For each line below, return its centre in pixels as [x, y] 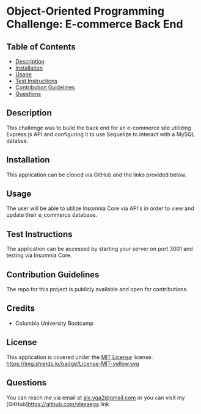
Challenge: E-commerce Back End [95, 24]
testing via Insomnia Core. [39, 255]
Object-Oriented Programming [86, 11]
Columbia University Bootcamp [54, 323]
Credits [21, 309]
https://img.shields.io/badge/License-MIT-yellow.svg [73, 363]
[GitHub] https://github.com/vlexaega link [58, 404]
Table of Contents [41, 47]
